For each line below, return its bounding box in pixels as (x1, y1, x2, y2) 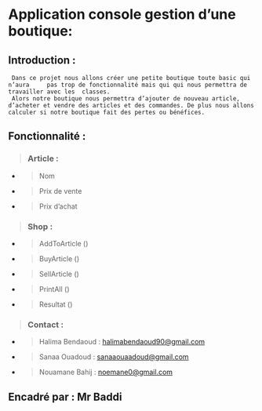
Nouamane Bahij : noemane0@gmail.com (38, 367, 173, 377)
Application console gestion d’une (8, 5, 237, 24)
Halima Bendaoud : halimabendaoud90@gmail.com (38, 337, 206, 347)
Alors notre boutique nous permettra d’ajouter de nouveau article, (11, 95, 241, 103)
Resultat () (38, 300, 73, 309)
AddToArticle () (38, 238, 89, 248)
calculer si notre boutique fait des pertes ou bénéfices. (8, 108, 206, 116)
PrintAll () (38, 284, 70, 293)
